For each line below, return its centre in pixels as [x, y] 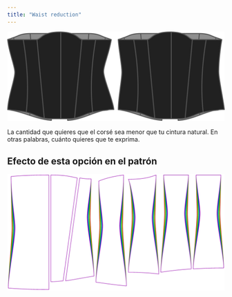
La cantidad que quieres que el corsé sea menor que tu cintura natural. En [113, 132]
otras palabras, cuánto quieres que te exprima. [74, 140]
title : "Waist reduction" [44, 15]
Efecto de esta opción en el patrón [82, 161]
